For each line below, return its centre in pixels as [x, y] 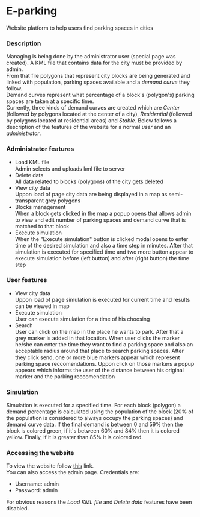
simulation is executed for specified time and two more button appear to [104, 252]
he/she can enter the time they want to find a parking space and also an [104, 344]
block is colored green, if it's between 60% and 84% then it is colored [93, 431]
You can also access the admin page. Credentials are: [73, 472]
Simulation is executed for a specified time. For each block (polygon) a [94, 406]
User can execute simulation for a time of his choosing [82, 319]
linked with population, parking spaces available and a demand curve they [98, 82]
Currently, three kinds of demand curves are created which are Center [93, 108]
